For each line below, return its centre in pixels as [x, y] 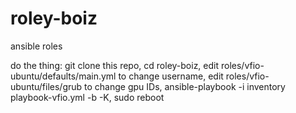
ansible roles [36, 46]
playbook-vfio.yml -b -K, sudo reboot [87, 97]
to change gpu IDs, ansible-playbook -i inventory [185, 86]
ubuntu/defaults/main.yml [63, 76]
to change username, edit [171, 76]
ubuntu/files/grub [46, 86]
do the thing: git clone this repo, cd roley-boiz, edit [115, 65]
